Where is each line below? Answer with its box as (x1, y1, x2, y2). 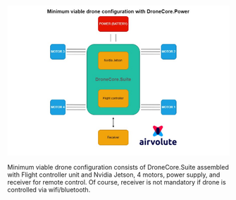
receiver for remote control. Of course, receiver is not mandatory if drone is (7, 178, 227, 187)
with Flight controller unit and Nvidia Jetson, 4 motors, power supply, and (7, 170, 221, 179)
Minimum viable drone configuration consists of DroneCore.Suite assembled (7, 163, 229, 172)
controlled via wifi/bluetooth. (7, 186, 91, 194)
